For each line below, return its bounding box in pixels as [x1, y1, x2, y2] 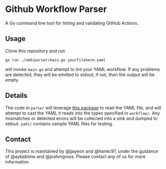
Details [5, 91, 27, 100]
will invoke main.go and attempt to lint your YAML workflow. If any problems [5, 66, 161, 72]
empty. [5, 76, 20, 83]
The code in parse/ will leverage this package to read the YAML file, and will [5, 104, 162, 110]
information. [5, 159, 30, 165]
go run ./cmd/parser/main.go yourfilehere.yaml [5, 57, 106, 62]
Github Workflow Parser [5, 3, 107, 15]
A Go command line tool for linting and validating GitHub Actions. [5, 20, 139, 26]
